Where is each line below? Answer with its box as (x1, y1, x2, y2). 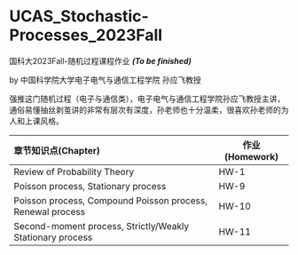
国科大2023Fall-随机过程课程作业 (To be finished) (9, 55, 192, 66)
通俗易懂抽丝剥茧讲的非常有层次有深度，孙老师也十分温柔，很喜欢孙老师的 (9, 104, 281, 115)
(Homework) (224, 150, 279, 163)
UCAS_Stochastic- (9, 6, 149, 27)
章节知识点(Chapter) (13, 144, 100, 156)
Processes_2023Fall (9, 25, 162, 45)
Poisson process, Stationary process (13, 179, 167, 192)
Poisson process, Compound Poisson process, (13, 194, 208, 206)
